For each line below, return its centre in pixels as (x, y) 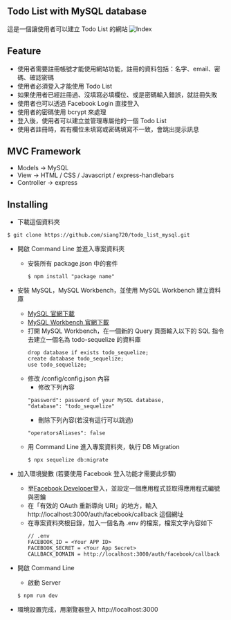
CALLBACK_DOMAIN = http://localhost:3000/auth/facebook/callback (123, 554)
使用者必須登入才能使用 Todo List (65, 86)
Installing (28, 204)
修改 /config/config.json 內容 (68, 379)
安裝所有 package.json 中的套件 (73, 264)
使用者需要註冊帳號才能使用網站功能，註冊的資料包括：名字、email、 (115, 69)
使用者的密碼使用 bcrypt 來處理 (62, 112)
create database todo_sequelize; (76, 359)
